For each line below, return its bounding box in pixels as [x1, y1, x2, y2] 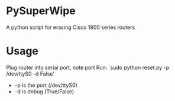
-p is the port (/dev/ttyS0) [14, 82, 78, 89]
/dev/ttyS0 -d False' [6, 70, 55, 77]
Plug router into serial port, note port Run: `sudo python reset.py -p [6, 64, 170, 71]
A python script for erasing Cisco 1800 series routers [6, 24, 135, 31]
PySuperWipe [6, 4, 76, 18]
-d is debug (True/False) [14, 87, 74, 95]
